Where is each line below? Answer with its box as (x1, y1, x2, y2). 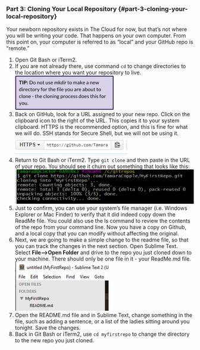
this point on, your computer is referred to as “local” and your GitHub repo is (6, 38, 193, 46)
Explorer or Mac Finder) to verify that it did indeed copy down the (14, 211, 176, 218)
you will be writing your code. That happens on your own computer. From (6, 32, 186, 39)
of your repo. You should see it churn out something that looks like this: (14, 163, 190, 170)
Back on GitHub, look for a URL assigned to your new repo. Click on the (14, 111, 190, 118)
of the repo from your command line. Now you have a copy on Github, (14, 224, 186, 231)
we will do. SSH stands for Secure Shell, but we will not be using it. (14, 130, 179, 137)
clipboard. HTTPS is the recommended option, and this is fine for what (14, 123, 188, 131)
